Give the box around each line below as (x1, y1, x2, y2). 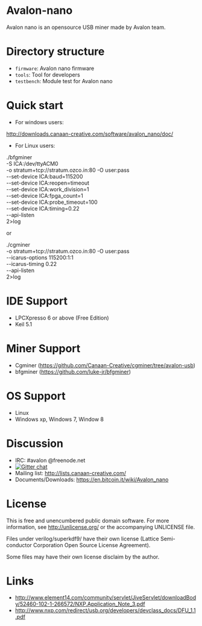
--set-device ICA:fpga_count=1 (6, 192, 83, 199)
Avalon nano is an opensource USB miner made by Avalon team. (6, 24, 166, 31)
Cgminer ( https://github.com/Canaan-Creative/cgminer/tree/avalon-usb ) (14, 361, 196, 368)
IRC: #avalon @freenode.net (14, 457, 86, 464)
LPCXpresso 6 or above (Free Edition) (14, 314, 110, 321)
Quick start (6, 99, 63, 112)
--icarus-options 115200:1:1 (6, 254, 74, 261)
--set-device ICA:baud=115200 (6, 172, 83, 180)
